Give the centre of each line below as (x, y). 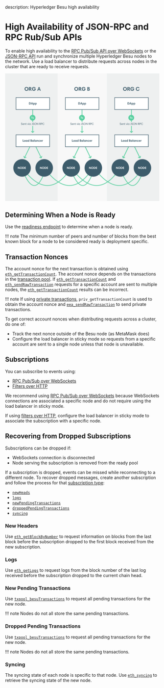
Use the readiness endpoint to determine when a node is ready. (69, 227)
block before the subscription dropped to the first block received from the (80, 541)
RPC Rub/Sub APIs (44, 38)
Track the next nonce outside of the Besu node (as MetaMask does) (81, 334)
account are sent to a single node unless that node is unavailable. (78, 344)
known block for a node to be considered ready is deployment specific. (77, 241)
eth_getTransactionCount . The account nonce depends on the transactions (81, 274)
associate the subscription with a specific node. (53, 421)
